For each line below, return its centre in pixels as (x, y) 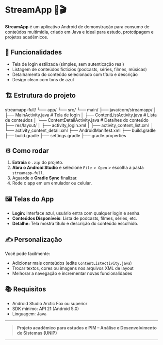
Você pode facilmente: (28, 254)
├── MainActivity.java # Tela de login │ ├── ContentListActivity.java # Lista (81, 115)
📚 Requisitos (25, 289)
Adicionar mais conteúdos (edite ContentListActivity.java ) (72, 263)
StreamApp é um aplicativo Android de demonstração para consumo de (77, 27)
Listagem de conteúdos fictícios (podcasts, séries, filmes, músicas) (79, 69)
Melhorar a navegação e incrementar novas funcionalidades (72, 273)
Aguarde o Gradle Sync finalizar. (45, 178)
